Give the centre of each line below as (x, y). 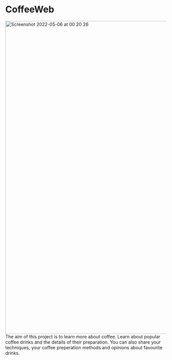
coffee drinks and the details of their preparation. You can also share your (83, 342)
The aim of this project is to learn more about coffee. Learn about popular (83, 336)
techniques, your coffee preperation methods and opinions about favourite (84, 347)
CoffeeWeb (30, 10)
